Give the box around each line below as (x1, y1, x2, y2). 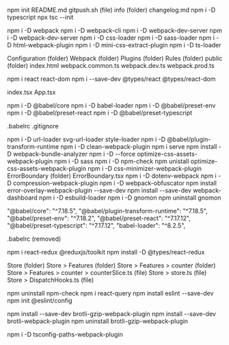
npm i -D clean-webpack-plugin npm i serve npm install (60, 143, 217, 150)
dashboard (7, 193, 38, 202)
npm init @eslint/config (7, 296, 73, 305)
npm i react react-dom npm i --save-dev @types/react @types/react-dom (7, 75, 216, 83)
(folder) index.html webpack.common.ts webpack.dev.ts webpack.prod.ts (7, 62, 215, 69)
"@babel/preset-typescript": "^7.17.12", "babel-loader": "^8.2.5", (7, 222, 186, 229)
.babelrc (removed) (7, 235, 62, 243)
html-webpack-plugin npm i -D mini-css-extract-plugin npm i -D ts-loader (13, 41, 221, 49)
